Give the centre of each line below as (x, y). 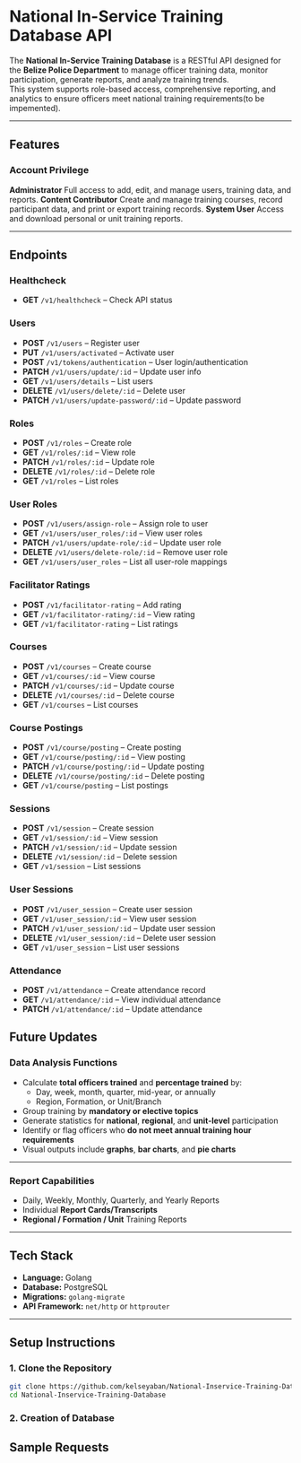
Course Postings (46, 727)
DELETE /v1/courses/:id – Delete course (98, 695)
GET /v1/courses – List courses (80, 704)
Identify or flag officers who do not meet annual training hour (137, 1130)
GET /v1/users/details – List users (88, 381)
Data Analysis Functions (64, 1063)
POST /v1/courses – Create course (87, 666)
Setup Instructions (62, 1343)
